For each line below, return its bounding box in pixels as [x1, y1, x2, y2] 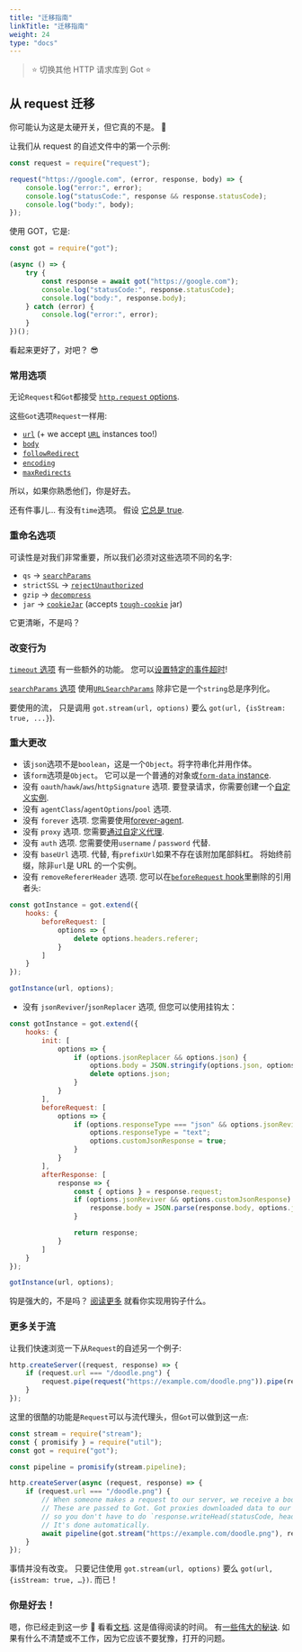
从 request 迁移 [9, 96, 95, 111]
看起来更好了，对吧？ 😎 [9, 344, 99, 356]
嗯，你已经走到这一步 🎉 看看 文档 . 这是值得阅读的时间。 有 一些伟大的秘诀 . [9, 1621, 280, 1632]
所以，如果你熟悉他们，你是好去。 [9, 486, 136, 497]
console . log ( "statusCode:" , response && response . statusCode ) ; [25, 191, 268, 201]
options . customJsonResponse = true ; [89, 1136, 227, 1145]
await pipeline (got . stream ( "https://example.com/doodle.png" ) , [41, 1529, 283, 1538]
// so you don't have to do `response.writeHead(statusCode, [41, 1511, 276, 1521]
